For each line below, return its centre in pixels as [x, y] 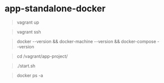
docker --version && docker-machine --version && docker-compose [86, 41]
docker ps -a [30, 75]
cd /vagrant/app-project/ [42, 56]
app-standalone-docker [55, 9]
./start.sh [26, 66]
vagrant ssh [29, 32]
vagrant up [28, 22]
